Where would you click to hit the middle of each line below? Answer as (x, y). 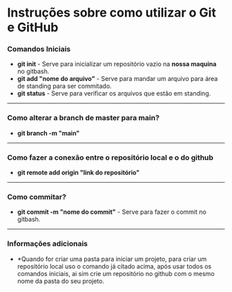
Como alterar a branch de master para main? (84, 118)
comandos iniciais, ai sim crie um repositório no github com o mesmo (116, 273)
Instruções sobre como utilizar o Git (112, 13)
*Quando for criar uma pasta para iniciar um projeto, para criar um (112, 259)
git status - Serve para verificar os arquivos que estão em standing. (114, 93)
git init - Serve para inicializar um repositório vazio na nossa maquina (117, 64)
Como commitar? (37, 197)
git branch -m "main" (48, 133)
